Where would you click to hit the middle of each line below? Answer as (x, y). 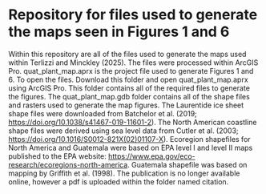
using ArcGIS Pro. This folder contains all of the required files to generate (129, 88)
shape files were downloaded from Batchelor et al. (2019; (103, 113)
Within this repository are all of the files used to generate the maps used (127, 54)
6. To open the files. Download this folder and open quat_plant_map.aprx (128, 79)
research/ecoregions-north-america (68, 164)
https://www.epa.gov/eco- (151, 156)
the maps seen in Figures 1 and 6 (119, 32)
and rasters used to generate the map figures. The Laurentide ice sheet (126, 105)
